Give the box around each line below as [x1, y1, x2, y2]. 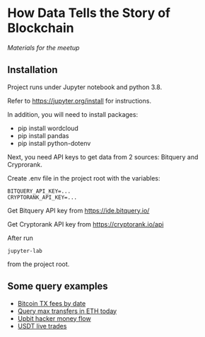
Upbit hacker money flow [17, 314, 91, 323]
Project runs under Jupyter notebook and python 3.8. [7, 83, 163, 91]
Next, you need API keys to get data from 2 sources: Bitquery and [7, 152, 199, 161]
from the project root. [7, 260, 70, 268]
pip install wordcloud [17, 124, 79, 132]
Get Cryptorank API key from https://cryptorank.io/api [7, 219, 164, 228]
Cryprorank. [7, 160, 42, 168]
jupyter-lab [7, 247, 42, 254]
